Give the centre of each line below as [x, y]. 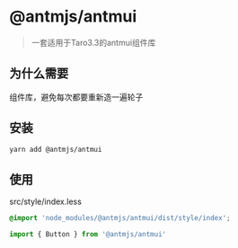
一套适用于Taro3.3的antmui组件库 [93, 42]
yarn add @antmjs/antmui [56, 149]
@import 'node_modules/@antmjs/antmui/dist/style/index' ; [120, 218]
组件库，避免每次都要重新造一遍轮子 [76, 97]
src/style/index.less [46, 202]
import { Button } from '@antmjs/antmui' [88, 235]
